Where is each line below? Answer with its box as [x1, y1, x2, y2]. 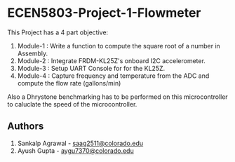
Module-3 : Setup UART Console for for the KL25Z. [17, 64, 166, 72]
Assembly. [17, 49, 48, 58]
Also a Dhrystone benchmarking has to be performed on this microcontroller [7, 93, 228, 101]
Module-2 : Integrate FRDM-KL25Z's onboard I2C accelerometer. [17, 56, 206, 65]
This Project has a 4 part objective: [7, 28, 109, 36]
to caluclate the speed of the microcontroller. [7, 100, 137, 108]
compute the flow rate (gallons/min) [17, 79, 121, 87]
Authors [7, 121, 44, 133]
